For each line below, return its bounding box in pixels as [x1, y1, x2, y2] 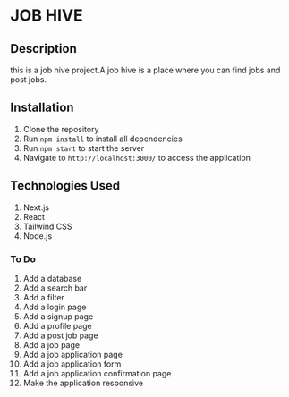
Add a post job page [22, 330, 98, 341]
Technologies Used [10, 178, 120, 193]
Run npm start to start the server [22, 142, 145, 153]
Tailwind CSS [22, 221, 72, 232]
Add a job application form [22, 359, 122, 369]
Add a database [22, 273, 82, 283]
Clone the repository [22, 123, 99, 134]
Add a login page [22, 301, 87, 312]
